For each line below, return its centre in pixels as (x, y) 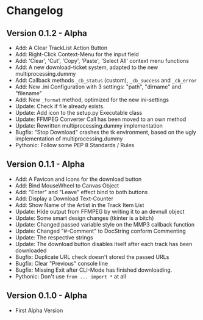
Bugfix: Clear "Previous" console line (62, 263)
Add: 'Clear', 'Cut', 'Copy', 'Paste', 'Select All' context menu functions (102, 61)
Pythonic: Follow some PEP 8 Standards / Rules (75, 145)
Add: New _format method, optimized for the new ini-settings (92, 100)
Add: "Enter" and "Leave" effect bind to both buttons (81, 192)
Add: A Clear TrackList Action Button (61, 48)
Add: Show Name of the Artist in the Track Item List (80, 205)
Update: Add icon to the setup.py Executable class (79, 113)
